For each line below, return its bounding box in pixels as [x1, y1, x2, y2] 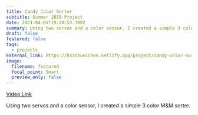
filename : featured [11, 63, 60, 70]
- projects [11, 47, 38, 53]
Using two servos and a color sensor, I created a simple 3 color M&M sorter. [6, 102, 190, 109]
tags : [6, 42, 19, 48]
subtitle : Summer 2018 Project [6, 14, 83, 20]
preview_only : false [11, 74, 62, 80]
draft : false [6, 31, 38, 37]
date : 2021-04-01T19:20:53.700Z [6, 19, 85, 25]
